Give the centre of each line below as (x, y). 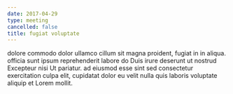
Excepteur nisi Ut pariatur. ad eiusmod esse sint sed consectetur (100, 68)
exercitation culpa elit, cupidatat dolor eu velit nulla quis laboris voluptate (112, 76)
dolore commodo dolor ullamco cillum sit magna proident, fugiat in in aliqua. (116, 53)
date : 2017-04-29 (33, 14)
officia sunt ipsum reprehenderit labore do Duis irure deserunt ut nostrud (112, 61)
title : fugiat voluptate (43, 33)
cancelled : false (33, 27)
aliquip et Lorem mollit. (40, 83)
